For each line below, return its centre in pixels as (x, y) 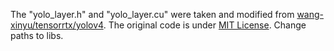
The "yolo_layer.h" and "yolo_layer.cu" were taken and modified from (152, 14)
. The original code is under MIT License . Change (205, 25)
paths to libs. (37, 35)
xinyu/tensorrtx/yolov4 (57, 25)
